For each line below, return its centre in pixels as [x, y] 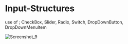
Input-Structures [40, 9]
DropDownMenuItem [26, 27]
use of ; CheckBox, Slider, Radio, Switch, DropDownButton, [64, 22]
